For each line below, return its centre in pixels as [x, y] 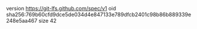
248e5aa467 [22, 21]
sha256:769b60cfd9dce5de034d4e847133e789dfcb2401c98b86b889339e [98, 14]
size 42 [47, 21]
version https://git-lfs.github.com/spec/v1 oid [61, 8]
